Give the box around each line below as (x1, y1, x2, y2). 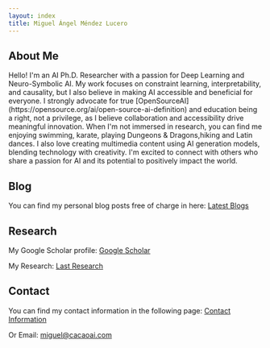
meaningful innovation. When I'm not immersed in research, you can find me (8, 122, 263, 131)
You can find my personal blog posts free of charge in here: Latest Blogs (8, 201, 250, 210)
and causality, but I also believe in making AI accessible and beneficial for (8, 88, 253, 97)
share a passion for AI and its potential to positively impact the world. (8, 156, 238, 166)
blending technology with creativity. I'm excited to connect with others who (8, 147, 259, 157)
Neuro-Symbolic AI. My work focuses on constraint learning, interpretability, (8, 79, 262, 89)
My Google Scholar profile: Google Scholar (8, 245, 151, 255)
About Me (8, 49, 59, 63)
